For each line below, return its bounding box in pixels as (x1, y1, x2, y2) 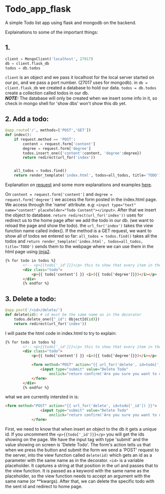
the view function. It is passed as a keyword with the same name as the (5, 467, 150, 473)
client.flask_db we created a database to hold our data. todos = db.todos (5, 85, 157, 91)
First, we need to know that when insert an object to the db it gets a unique (5, 426, 157, 432)
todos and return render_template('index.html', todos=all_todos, (5, 238, 143, 244)
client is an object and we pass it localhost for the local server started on (5, 75, 155, 81)
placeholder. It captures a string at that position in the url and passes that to (5, 463, 159, 468)
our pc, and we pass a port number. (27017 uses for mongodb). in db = (5, 80, 148, 85)
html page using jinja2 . (5, 249, 51, 255)
